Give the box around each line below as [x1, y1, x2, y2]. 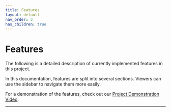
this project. [5, 66, 31, 72]
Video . [5, 96, 19, 102]
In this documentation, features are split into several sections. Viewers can [5, 76, 161, 82]
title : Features [5, 7, 40, 13]
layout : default [5, 12, 40, 17]
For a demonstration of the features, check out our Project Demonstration [5, 91, 159, 97]
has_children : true [5, 21, 47, 27]
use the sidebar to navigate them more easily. [5, 81, 101, 87]
